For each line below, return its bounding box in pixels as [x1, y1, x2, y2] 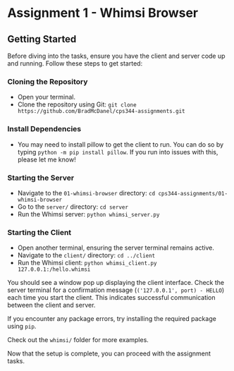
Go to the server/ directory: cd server [17, 202, 129, 211]
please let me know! [17, 155, 76, 164]
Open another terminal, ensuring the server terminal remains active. [17, 243, 215, 252]
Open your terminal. [17, 93, 76, 102]
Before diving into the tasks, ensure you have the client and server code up [7, 51, 226, 60]
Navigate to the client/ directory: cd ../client [17, 251, 156, 260]
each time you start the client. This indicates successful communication [7, 293, 216, 302]
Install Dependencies [7, 124, 82, 134]
